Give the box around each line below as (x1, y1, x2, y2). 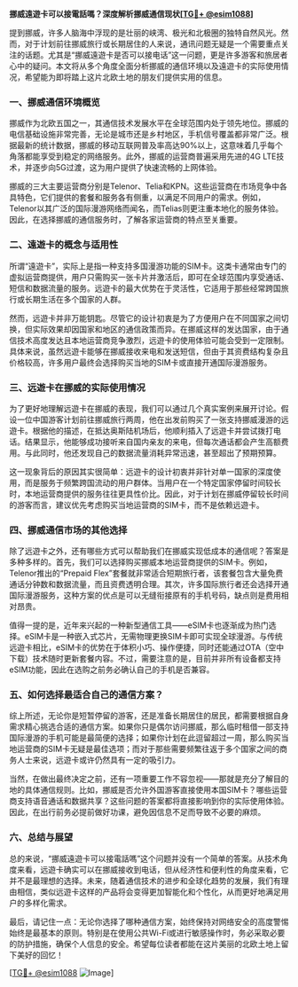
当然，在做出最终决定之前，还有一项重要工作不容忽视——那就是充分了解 (9, 773, 273, 784)
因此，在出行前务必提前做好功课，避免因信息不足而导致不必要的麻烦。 (9, 807, 266, 818)
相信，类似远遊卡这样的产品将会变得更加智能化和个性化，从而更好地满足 (16, 886, 281, 897)
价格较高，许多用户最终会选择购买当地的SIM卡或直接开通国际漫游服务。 (9, 356, 272, 367)
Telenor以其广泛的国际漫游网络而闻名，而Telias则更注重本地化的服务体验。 (9, 203, 284, 214)
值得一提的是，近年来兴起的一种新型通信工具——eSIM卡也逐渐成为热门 (9, 620, 269, 631)
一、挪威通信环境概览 (9, 96, 100, 108)
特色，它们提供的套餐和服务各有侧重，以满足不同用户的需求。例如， (16, 192, 266, 203)
